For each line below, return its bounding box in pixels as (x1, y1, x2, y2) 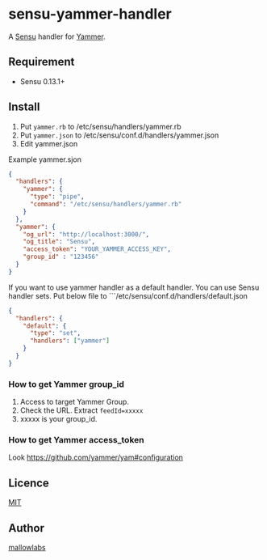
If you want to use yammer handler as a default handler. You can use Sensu (8, 282, 260, 292)
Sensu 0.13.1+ (19, 76, 65, 86)
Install (8, 100, 40, 114)
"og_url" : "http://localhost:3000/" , (23, 230, 150, 239)
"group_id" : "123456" (23, 252, 99, 261)
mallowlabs (8, 543, 46, 553)
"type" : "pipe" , (29, 193, 85, 201)
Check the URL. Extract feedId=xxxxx (19, 405, 144, 415)
